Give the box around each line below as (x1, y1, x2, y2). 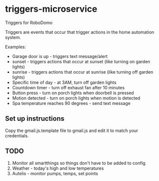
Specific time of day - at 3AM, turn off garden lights (12, 79, 116, 85)
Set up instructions (5, 114, 65, 123)
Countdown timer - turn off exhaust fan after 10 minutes (12, 84, 125, 90)
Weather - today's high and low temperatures (12, 165, 104, 171)
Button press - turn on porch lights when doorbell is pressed (12, 90, 134, 96)
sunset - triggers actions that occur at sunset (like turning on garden (12, 58, 151, 64)
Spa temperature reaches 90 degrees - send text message (12, 100, 131, 106)
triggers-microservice (5, 3, 97, 15)
